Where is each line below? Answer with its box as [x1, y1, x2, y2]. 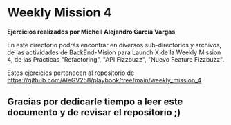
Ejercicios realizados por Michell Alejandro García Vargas [7, 27, 176, 36]
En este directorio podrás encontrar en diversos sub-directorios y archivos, [7, 41, 222, 49]
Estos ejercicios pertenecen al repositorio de [7, 69, 135, 77]
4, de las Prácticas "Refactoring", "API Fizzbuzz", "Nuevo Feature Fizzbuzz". [7, 55, 225, 63]
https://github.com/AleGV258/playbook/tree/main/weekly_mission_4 [7, 76, 202, 84]
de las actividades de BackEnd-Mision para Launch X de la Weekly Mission [7, 48, 221, 56]
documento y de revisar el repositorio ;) [7, 106, 181, 118]
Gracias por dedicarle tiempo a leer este [7, 96, 183, 108]
